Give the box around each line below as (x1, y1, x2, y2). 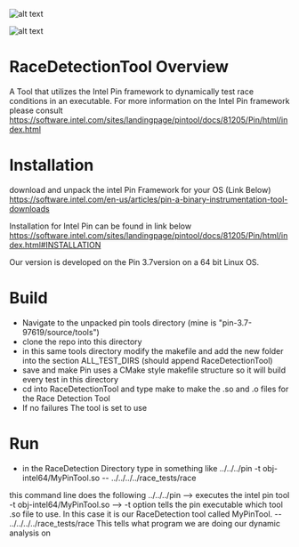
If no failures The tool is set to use (21, 402, 148, 413)
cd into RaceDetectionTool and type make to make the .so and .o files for (21, 383, 289, 394)
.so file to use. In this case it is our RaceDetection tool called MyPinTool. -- (9, 508, 282, 519)
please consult (9, 105, 64, 116)
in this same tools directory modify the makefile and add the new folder (21, 345, 284, 356)
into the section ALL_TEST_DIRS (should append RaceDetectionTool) (21, 355, 273, 366)
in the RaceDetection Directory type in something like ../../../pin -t (21, 463, 261, 473)
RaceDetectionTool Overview (9, 57, 230, 77)
